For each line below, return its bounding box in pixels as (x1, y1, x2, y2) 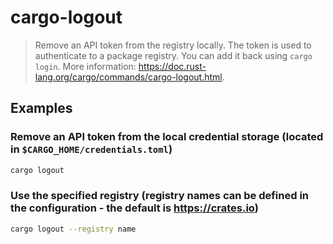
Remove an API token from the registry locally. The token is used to (34, 39, 312, 51)
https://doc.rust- (138, 60, 207, 72)
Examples (10, 100, 73, 117)
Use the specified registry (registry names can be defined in (10, 189, 310, 203)
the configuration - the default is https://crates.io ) (10, 201, 259, 215)
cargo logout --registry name (10, 224, 137, 234)
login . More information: (34, 60, 137, 72)
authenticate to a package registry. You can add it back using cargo (34, 49, 313, 61)
